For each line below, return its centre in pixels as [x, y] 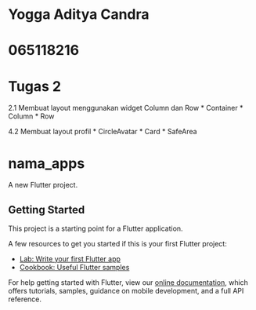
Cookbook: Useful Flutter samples [74, 268]
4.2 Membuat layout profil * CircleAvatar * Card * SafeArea [103, 132]
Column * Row [31, 116]
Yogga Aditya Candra [79, 15]
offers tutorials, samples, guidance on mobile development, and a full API [126, 291]
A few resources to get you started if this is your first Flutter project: [117, 244]
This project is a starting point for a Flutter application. [96, 228]
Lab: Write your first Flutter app [70, 259]
